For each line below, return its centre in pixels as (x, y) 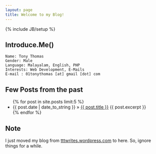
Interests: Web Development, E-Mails (45, 70)
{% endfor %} (27, 113)
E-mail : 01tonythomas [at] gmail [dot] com (53, 74)
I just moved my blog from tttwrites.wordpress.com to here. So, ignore (78, 140)
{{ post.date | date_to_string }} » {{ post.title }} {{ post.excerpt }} (79, 107)
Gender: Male (19, 61)
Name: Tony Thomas (24, 57)
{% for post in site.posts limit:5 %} (48, 102)
